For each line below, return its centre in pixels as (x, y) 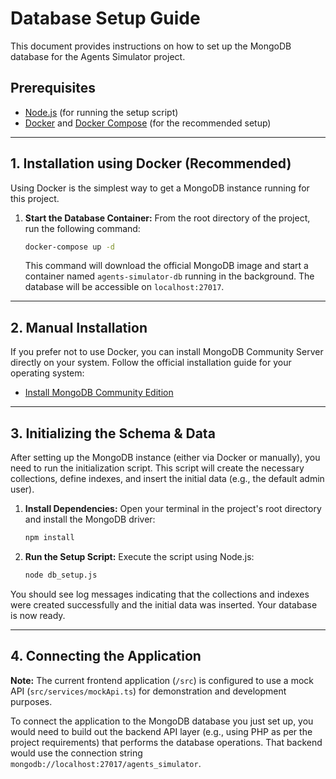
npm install (49, 538)
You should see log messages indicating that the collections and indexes (160, 594)
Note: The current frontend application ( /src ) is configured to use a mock (162, 680)
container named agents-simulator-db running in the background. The (169, 276)
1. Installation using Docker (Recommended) (151, 163)
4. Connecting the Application (106, 656)
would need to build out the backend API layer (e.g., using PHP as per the (161, 731)
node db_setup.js (61, 575)
